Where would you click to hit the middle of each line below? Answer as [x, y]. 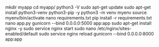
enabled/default [22, 34]
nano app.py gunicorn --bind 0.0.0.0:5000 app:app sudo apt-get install [78, 23]
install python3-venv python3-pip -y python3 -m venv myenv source [76, 12]
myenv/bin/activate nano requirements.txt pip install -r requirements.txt [78, 18]
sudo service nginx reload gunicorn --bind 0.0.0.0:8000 [96, 34]
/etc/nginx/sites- [114, 28]
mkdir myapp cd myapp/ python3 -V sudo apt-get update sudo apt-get [78, 7]
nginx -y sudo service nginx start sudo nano [51, 28]
